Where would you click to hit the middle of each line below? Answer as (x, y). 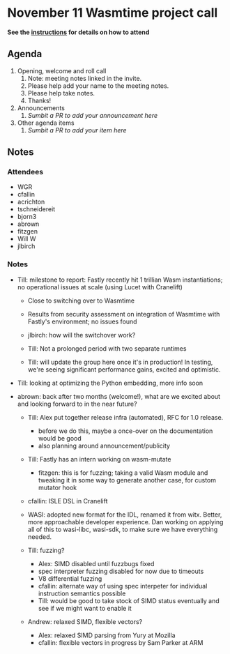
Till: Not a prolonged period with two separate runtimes (107, 348)
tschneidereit (36, 209)
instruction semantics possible (82, 593)
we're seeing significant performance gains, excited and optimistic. (124, 369)
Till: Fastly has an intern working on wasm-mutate (99, 459)
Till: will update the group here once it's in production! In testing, (120, 362)
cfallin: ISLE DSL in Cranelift (68, 501)
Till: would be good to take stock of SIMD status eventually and (129, 600)
